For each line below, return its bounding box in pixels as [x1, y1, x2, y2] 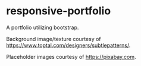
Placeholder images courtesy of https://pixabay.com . [6, 53, 136, 60]
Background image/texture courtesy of [6, 35, 101, 42]
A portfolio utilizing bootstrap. [6, 24, 79, 31]
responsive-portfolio [6, 4, 111, 18]
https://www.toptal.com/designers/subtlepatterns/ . [6, 42, 131, 49]
